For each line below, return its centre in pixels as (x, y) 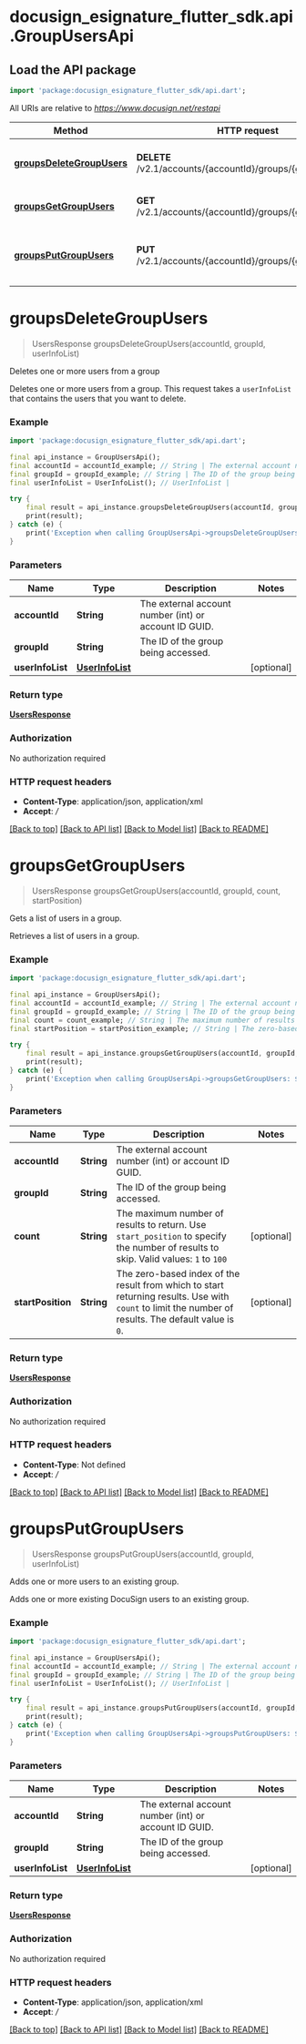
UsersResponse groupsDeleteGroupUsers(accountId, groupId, (148, 343)
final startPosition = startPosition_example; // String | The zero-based (154, 1028)
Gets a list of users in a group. (66, 918)
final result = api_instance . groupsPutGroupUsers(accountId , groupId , (163, 1708)
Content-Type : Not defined (74, 1465)
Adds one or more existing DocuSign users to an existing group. (129, 1599)
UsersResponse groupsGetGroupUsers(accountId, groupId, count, (156, 891)
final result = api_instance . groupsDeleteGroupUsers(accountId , (150, 507)
